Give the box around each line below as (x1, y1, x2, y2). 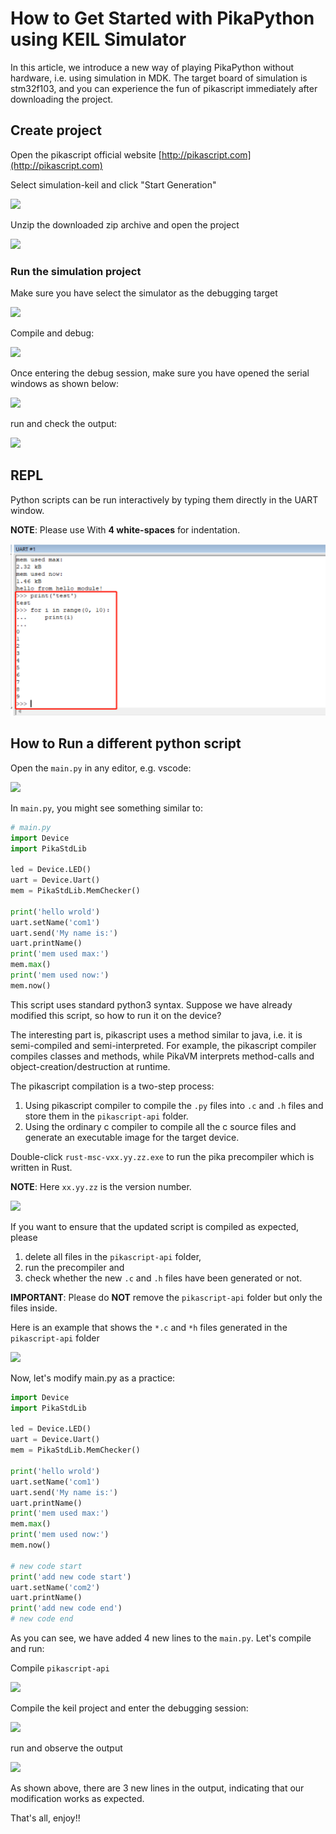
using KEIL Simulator (10, 28, 187, 51)
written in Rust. (10, 1161, 73, 1173)
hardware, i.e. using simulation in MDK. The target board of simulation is (10, 72, 308, 84)
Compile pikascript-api (10, 1662, 110, 1674)
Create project (10, 122, 102, 139)
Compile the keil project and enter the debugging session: (10, 1702, 249, 1714)
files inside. (10, 1302, 58, 1314)
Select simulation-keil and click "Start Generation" (10, 178, 217, 191)
